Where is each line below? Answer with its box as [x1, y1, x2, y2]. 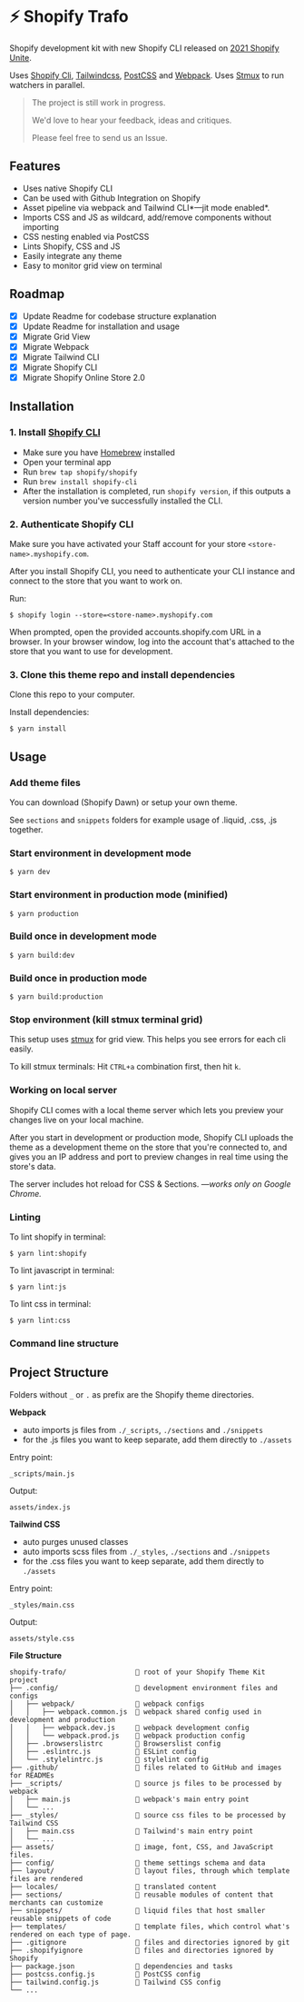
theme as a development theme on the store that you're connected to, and [9, 1141, 288, 1152]
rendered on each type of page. [9, 1929, 132, 1939]
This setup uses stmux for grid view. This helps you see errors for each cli [9, 1034, 286, 1045]
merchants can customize [9, 1897, 103, 1907]
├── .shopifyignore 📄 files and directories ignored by [9, 1946, 274, 1955]
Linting [9, 1210, 41, 1223]
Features [9, 159, 61, 174]
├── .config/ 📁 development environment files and [9, 1683, 279, 1692]
